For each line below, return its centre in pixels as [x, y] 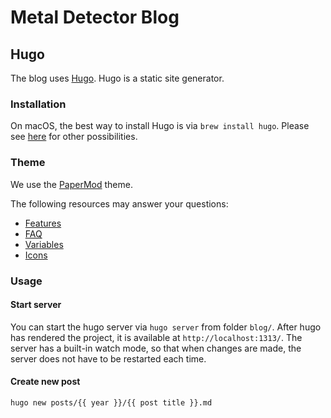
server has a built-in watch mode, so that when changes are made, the [156, 348]
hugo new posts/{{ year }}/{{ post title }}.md [111, 402]
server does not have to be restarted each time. [108, 358]
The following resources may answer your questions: [119, 203]
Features [43, 223]
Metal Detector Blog [95, 17]
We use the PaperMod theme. [71, 184]
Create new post [45, 382]
